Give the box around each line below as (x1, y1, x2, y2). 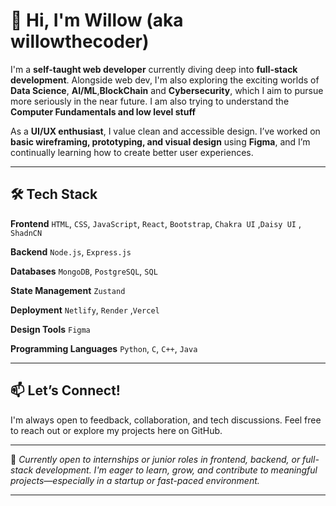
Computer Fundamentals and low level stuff (10, 105, 196, 118)
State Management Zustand (10, 284, 126, 296)
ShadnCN (10, 228, 43, 238)
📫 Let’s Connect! (10, 382, 121, 399)
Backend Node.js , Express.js (10, 245, 132, 258)
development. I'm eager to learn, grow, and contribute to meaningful (35, 464, 318, 476)
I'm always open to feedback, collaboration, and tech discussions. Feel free (10, 414, 322, 426)
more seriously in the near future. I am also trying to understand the (10, 95, 290, 107)
